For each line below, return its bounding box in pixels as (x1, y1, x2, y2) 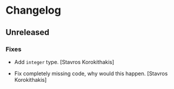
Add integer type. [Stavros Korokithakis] (14, 58, 114, 65)
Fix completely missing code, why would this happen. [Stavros (14, 69, 168, 77)
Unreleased (5, 27, 50, 37)
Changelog (5, 4, 61, 17)
